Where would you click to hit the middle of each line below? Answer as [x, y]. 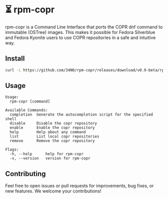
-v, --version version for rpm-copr [50, 158]
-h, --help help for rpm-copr [47, 154]
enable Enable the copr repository [52, 128]
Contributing [25, 174]
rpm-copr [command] [30, 101]
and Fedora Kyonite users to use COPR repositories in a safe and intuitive [80, 37]
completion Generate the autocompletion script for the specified [81, 115]
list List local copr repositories [54, 136]
